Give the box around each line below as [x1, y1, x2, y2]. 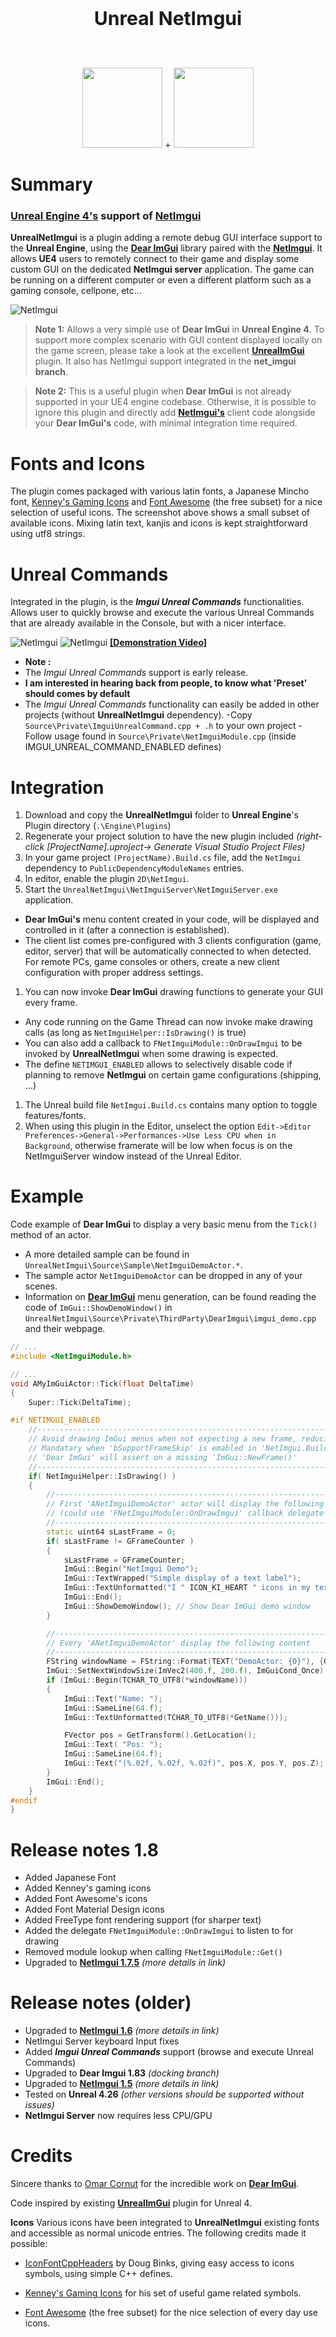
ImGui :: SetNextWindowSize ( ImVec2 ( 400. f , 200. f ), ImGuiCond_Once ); [46, 1666, 329, 1676]
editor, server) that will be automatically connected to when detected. [24, 945, 312, 957]
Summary [10, 173, 93, 196]
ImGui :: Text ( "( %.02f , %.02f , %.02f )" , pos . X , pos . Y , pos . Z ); [63, 1758, 325, 1769]
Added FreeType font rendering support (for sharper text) [24, 1914, 262, 1926]
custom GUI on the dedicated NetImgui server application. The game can [10, 263, 315, 276]
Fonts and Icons [10, 452, 146, 475]
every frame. [24, 997, 78, 1009]
